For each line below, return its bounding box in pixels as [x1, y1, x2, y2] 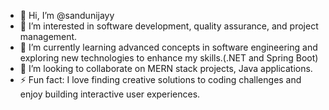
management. [19, 31, 78, 42]
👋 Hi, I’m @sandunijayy [19, 10, 115, 21]
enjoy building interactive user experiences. [19, 88, 201, 100]
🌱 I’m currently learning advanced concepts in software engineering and [19, 41, 318, 53]
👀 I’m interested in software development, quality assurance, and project [19, 20, 319, 32]
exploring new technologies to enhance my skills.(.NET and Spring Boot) [19, 52, 319, 64]
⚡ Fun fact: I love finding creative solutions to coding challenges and [19, 74, 302, 85]
